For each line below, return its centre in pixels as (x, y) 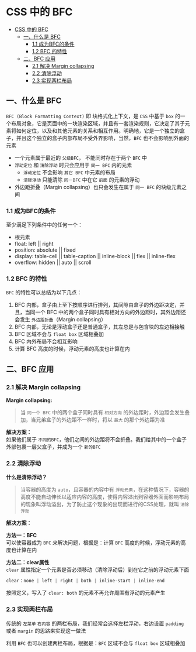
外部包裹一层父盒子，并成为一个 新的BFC (53, 447)
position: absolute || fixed (45, 250)
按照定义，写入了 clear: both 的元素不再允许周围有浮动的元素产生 (86, 593)
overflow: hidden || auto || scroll (53, 262)
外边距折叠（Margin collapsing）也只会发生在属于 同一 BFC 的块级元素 (98, 187)
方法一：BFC (21, 536)
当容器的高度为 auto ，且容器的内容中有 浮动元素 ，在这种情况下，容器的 (105, 490)
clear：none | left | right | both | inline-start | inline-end (85, 581)
